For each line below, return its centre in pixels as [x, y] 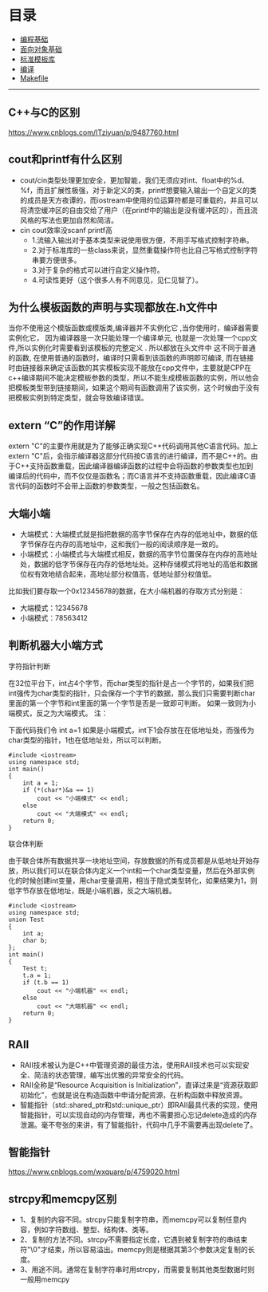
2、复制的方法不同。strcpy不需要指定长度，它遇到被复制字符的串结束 [134, 1239]
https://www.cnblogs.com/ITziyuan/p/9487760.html [94, 132]
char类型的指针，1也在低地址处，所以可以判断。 [87, 740]
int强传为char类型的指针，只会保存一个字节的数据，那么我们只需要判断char [132, 693]
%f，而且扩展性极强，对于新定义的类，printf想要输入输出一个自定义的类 [138, 190]
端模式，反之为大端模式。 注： [58, 713]
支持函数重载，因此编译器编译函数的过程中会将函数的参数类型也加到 [141, 466]
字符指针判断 [29, 666]
